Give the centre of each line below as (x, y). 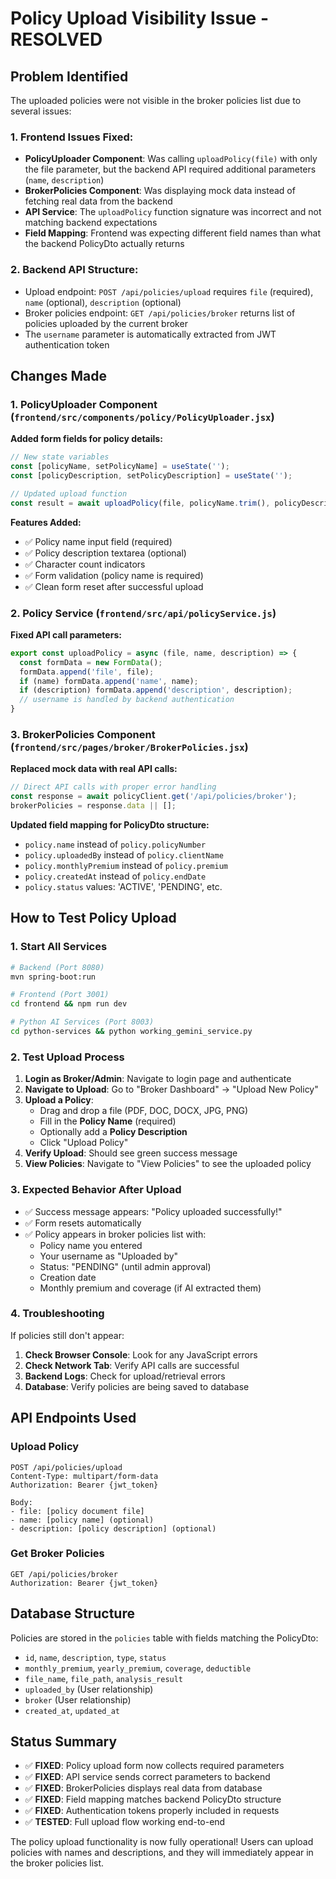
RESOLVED (56, 39)
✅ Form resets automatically (83, 1223)
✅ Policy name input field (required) (98, 541)
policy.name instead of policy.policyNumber (115, 844)
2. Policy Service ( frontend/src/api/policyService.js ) (143, 613)
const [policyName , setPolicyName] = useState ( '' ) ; (120, 467)
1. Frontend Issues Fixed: (72, 137)
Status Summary (64, 1742)
